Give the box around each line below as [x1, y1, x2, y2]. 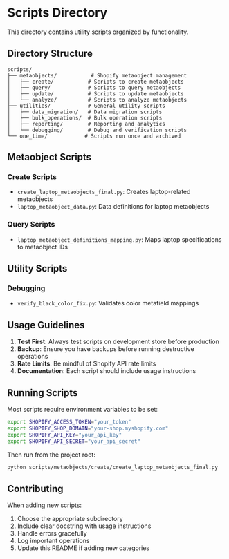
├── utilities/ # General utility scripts [7, 102, 166, 109]
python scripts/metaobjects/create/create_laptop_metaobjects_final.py [7, 464, 218, 471]
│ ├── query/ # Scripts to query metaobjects [7, 84, 181, 91]
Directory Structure [7, 48, 93, 59]
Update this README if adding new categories [17, 544, 150, 552]
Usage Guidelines [7, 319, 85, 331]
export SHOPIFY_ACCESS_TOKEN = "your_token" [7, 419, 131, 426]
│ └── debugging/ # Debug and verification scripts [7, 126, 187, 133]
